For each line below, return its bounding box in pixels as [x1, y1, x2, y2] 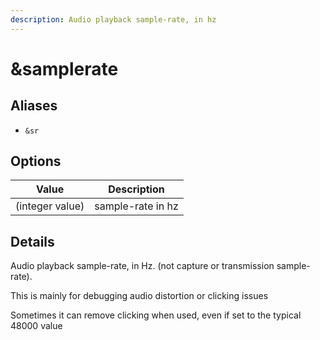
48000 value [10, 320, 63, 332]
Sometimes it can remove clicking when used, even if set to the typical [10, 309, 302, 321]
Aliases [10, 97, 58, 115]
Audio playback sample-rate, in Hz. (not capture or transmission [10, 260, 275, 272]
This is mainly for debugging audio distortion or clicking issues [10, 290, 269, 302]
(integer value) [15, 199, 85, 213]
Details [10, 233, 55, 250]
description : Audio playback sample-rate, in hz [10, 14, 217, 25]
